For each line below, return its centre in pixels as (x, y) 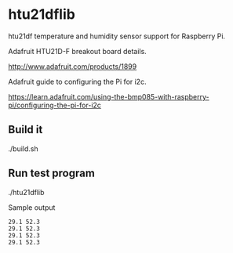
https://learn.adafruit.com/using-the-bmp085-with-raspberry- (109, 96)
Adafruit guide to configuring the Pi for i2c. (77, 81)
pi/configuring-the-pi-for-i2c (55, 105)
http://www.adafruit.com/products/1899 (73, 66)
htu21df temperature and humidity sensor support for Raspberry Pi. (117, 36)
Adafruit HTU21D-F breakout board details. (77, 51)
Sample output (32, 207)
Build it (25, 130)
